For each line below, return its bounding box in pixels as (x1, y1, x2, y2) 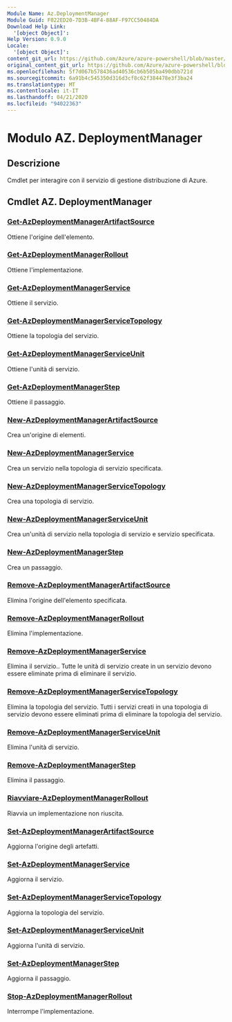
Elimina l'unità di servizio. (7, 743, 79, 752)
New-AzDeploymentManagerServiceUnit (7, 514, 148, 524)
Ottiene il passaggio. (7, 398, 66, 406)
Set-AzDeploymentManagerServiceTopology (7, 892, 162, 902)
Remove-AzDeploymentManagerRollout (7, 613, 144, 623)
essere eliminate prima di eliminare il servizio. (7, 669, 137, 678)
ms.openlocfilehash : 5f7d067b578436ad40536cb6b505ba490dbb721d (7, 68, 193, 75)
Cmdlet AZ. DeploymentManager (7, 196, 153, 208)
